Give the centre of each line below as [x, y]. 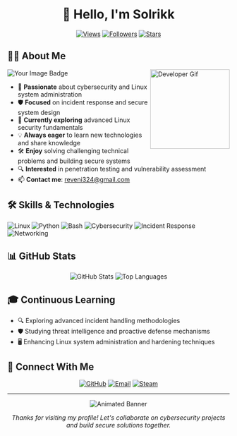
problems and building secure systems [74, 161]
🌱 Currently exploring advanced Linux [74, 120]
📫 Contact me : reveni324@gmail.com [74, 179]
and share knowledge [49, 143]
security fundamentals [50, 127]
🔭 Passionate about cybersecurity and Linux [82, 87]
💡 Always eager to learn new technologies [80, 135]
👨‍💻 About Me [37, 56]
